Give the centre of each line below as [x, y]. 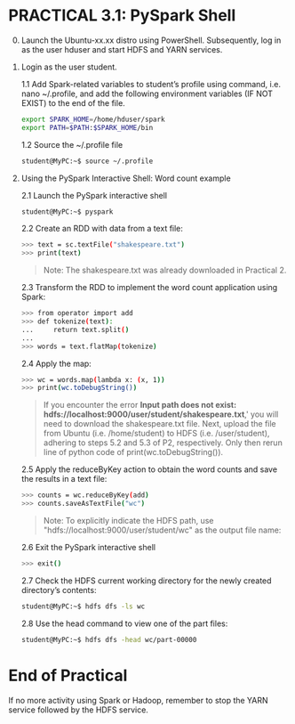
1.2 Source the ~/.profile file [72, 144]
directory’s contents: [59, 590]
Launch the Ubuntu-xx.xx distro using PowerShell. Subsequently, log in [151, 40]
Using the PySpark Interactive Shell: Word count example [126, 178]
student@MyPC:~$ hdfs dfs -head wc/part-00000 [109, 639]
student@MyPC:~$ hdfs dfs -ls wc [83, 606]
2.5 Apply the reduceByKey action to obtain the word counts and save [149, 469]
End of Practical [68, 675]
